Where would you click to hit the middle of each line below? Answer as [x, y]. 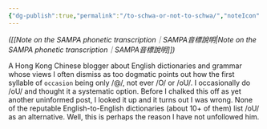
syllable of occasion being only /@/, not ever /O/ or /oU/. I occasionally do [129, 83]
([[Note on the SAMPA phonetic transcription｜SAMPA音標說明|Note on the [132, 39]
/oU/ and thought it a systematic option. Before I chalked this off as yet [125, 91]
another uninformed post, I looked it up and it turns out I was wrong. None [131, 99]
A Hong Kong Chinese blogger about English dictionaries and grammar [125, 66]
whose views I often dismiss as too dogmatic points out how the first [121, 74]
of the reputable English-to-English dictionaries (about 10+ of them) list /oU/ [134, 108]
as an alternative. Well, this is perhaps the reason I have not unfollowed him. [134, 116]
